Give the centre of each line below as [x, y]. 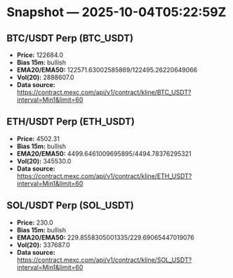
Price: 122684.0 [40, 55]
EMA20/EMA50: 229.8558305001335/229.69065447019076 [105, 237]
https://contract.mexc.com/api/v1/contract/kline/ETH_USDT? [104, 176]
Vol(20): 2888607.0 [45, 77]
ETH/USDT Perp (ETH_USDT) [71, 122]
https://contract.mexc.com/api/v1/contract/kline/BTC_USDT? [104, 92]
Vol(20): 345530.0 [44, 161]
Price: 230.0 [35, 223]
